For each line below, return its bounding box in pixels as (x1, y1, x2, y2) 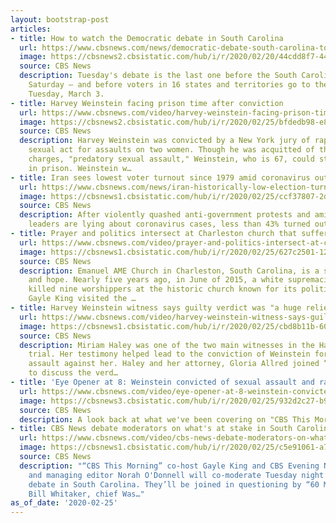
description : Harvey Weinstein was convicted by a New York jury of (19, 136, 311, 146)
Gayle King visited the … (28, 294, 137, 304)
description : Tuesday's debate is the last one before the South (19, 71, 298, 81)
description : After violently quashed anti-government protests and (19, 210, 311, 220)
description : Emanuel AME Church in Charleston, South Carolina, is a (19, 266, 320, 276)
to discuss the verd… (28, 368, 118, 378)
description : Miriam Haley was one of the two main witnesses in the (19, 340, 315, 350)
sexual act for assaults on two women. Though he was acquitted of (28, 145, 315, 155)
